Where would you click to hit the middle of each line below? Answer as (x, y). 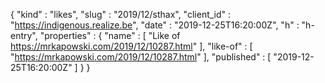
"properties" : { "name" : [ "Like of (110, 35)
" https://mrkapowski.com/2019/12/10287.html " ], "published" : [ (141, 57)
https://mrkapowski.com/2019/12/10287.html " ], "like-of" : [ (131, 46)
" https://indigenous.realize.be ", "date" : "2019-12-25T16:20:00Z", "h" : (155, 25)
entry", (24, 35)
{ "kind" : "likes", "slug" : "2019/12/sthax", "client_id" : (121, 14)
